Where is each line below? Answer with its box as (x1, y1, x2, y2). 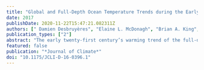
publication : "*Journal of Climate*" (6, 49, 102, 55)
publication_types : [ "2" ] (6, 32, 72, 38)
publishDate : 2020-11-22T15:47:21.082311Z (6, 20, 115, 26)
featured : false (6, 43, 47, 49)
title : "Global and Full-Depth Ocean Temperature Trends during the (6, 9, 183, 15)
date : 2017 (6, 15, 34, 21)
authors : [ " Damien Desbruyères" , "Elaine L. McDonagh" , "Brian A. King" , (6, 26, 200, 32)
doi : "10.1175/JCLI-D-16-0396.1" (6, 54, 91, 60)
